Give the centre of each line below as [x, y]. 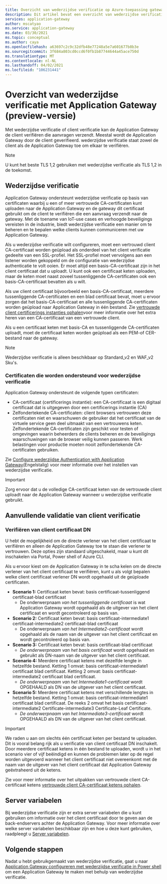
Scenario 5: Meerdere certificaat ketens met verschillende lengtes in [83, 692]
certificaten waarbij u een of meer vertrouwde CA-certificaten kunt [74, 203]
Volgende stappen [34, 849]
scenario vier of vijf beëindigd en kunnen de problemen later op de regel [80, 754]
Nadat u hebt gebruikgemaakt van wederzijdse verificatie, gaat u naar [77, 861]
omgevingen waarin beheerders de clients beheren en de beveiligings [84, 434]
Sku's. [12, 362]
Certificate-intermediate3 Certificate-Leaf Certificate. [97, 708]
